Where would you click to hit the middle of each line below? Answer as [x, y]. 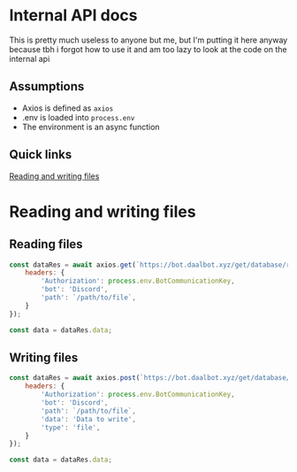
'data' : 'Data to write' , [89, 419]
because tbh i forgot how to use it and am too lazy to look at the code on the [148, 49]
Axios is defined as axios [68, 108]
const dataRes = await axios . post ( [75, 378]
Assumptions [47, 86]
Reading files [46, 244]
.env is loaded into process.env [78, 117]
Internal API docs [73, 15]
